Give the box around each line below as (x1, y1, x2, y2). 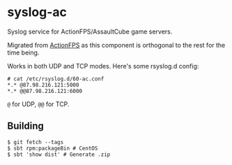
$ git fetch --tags (7, 138, 64, 145)
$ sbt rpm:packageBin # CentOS (7, 145, 98, 152)
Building (7, 120, 44, 132)
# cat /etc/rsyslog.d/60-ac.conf (7, 75, 105, 82)
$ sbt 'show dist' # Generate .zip (7, 151, 111, 158)
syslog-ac (7, 4, 68, 20)
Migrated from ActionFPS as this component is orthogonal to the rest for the (7, 41, 226, 49)
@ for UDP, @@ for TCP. (7, 99, 70, 108)
